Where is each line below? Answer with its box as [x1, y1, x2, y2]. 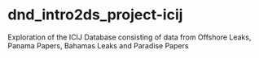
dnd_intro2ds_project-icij [7, 6, 183, 24]
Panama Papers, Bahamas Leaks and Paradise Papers [7, 40, 189, 50]
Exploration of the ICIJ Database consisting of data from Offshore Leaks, [7, 32, 252, 42]
